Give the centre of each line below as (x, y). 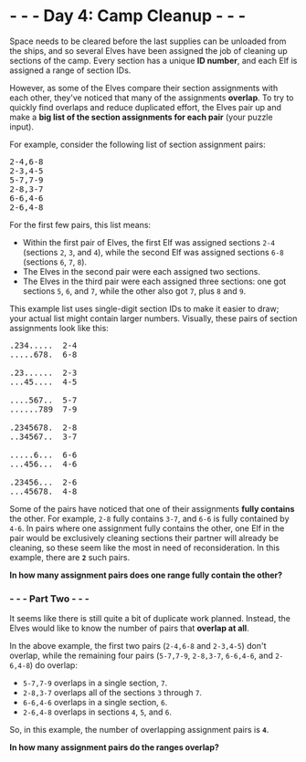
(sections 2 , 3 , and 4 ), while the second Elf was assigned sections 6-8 (153, 252)
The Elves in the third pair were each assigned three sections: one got (154, 281)
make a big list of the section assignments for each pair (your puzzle (141, 117)
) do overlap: (53, 665)
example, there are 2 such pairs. (70, 557)
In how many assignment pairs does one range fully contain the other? (146, 575)
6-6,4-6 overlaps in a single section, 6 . (95, 703)
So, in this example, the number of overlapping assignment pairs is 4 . (139, 730)
